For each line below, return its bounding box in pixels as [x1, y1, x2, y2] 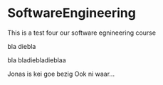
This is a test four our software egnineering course [7, 28, 157, 37]
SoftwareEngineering [7, 5, 137, 21]
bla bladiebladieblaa [7, 55, 66, 64]
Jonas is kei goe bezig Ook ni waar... [7, 69, 115, 78]
